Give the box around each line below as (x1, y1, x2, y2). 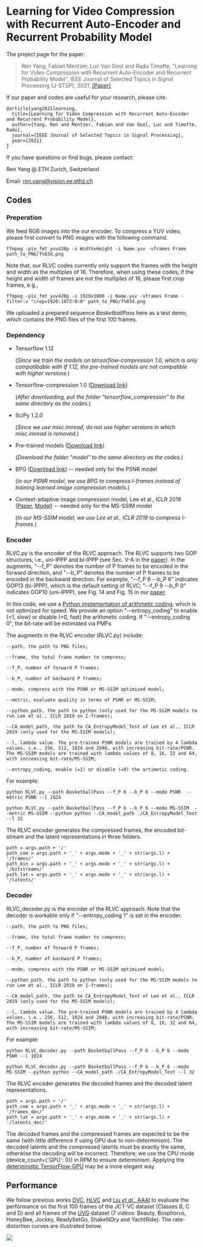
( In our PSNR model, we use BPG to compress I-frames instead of (15, 477, 181, 484)
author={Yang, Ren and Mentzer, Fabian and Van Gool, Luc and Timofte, (12, 121, 198, 128)
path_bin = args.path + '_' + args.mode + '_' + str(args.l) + (6, 861, 171, 867)
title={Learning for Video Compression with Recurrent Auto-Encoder (12, 111, 189, 117)
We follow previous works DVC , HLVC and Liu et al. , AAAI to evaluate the (6, 1196, 189, 1204)
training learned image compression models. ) (15, 484, 130, 491)
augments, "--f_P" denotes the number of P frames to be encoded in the (6, 562, 189, 570)
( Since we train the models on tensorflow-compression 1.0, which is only (15, 356, 198, 364)
